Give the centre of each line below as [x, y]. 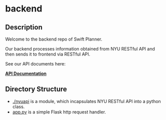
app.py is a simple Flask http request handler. [59, 112]
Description [24, 27]
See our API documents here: [35, 64]
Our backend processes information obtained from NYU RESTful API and [80, 49]
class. [18, 106]
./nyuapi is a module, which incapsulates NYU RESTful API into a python [86, 101]
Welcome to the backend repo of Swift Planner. [54, 39]
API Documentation [26, 73]
